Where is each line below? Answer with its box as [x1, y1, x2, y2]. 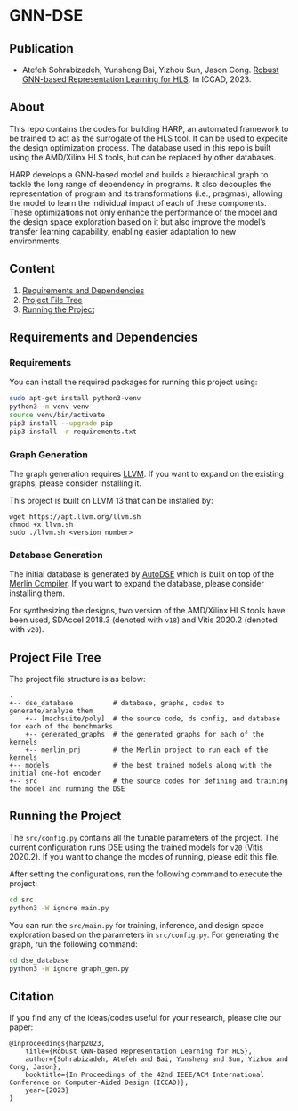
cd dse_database [9, 956, 69, 965]
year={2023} [25, 1086, 69, 1095]
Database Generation [9, 548, 104, 561]
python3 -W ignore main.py [9, 903, 109, 912]
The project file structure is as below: [9, 674, 146, 685]
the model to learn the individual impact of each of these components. [9, 197, 267, 208]
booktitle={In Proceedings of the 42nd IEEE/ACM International [25, 1071, 265, 1080]
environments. [9, 235, 62, 246]
